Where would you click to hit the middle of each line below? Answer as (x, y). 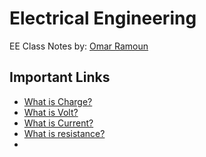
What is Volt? (51, 112)
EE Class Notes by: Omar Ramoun (79, 46)
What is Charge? (58, 101)
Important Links (60, 77)
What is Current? (58, 123)
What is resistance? (64, 133)
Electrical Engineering (103, 18)
